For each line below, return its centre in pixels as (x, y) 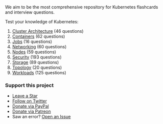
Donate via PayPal (30, 106)
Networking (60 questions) (39, 47)
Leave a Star (25, 96)
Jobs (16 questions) (32, 41)
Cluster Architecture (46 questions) (48, 31)
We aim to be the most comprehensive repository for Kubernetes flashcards (81, 7)
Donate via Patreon (32, 111)
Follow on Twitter (30, 101)
